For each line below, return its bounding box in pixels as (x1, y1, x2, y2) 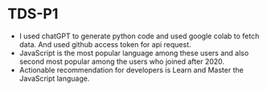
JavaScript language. (18, 73, 90, 83)
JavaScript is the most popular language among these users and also (18, 48, 249, 57)
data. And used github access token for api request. (18, 39, 191, 49)
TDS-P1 (7, 5, 59, 23)
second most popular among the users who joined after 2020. (18, 57, 225, 66)
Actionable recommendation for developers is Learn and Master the (18, 65, 244, 74)
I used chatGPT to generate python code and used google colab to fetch (18, 31, 260, 41)
